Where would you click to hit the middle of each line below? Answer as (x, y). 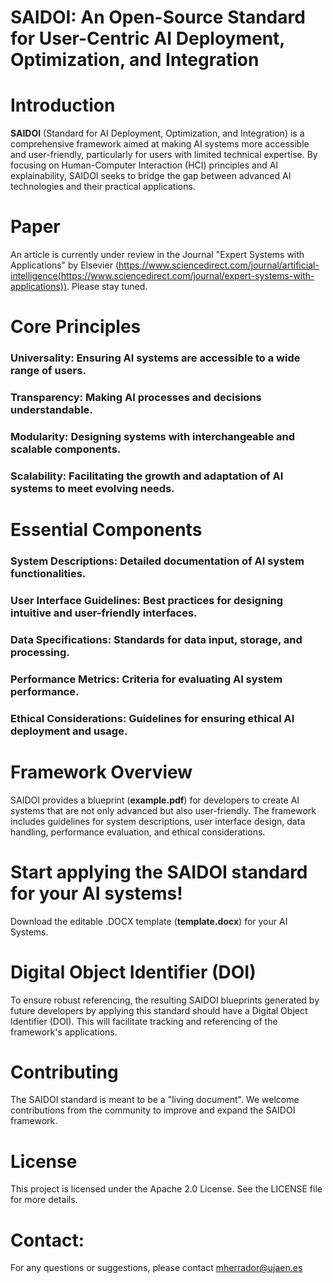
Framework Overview (101, 772)
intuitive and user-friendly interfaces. (104, 613)
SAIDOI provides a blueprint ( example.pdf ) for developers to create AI (155, 800)
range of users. (48, 371)
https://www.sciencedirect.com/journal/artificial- (219, 265)
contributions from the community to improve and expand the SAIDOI (153, 1110)
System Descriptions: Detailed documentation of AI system (157, 561)
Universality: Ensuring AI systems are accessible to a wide (155, 358)
